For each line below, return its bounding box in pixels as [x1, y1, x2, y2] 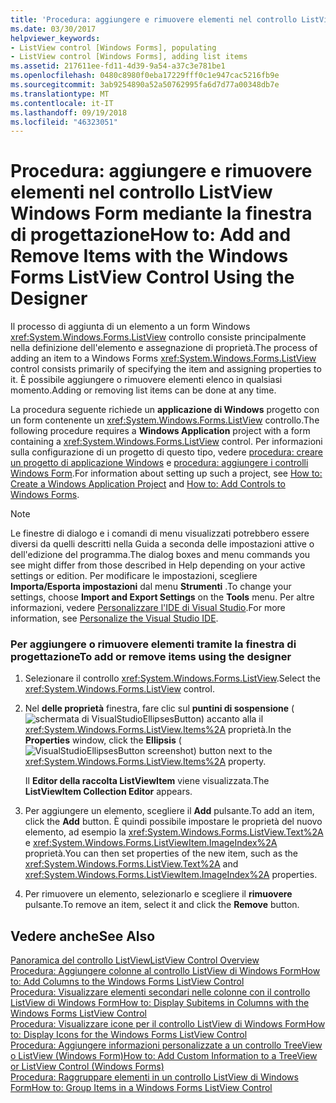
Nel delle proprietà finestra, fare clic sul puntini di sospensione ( [24, 702, 295, 715]
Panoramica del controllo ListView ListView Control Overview [10, 954, 260, 966]
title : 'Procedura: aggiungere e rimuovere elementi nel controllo [10, 14, 298, 25]
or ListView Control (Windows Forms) [10, 1061, 165, 1073]
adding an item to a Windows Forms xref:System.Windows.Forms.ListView [10, 352, 317, 365]
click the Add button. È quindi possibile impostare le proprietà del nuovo [24, 816, 323, 828]
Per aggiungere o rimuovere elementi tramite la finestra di [10, 637, 297, 651]
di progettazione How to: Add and [10, 224, 292, 246]
